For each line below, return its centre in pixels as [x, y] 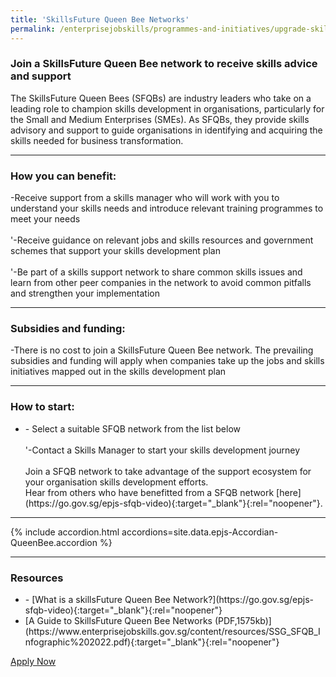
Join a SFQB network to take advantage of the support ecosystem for [168, 471]
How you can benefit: [63, 176]
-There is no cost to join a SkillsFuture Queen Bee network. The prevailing [162, 350]
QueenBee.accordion [54, 542]
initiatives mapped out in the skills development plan [118, 372]
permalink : [33, 29]
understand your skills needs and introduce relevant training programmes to [167, 208]
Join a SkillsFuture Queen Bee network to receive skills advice [164, 64]
